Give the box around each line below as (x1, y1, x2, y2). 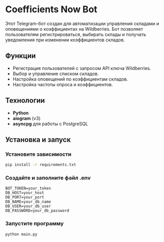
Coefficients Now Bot (5, 4, 98, 15)
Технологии (5, 96, 45, 105)
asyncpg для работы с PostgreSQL (12, 120, 88, 127)
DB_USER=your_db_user (5, 204, 51, 209)
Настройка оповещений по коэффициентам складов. (12, 76, 128, 82)
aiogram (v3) (12, 115, 41, 121)
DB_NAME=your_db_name (5, 199, 51, 205)
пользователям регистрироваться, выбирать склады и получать (5, 31, 146, 37)
